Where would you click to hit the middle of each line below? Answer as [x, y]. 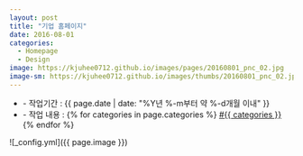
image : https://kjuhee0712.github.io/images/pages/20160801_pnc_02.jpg [147, 69]
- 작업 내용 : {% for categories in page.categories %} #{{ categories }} [152, 115]
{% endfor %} [48, 124]
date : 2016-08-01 [42, 34]
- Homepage [38, 51]
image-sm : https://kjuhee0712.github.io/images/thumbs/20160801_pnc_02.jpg [155, 77]
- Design [34, 60]
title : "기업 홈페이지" [48, 26]
